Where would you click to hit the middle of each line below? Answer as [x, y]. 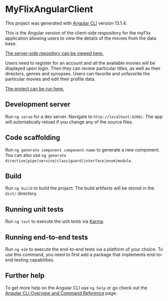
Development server [38, 105]
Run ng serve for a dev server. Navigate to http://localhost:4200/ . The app [84, 116]
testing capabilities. [34, 260]
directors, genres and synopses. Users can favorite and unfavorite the [78, 73]
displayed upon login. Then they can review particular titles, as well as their [83, 68]
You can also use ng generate [36, 155]
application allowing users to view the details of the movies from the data [81, 38]
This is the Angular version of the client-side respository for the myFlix [78, 33]
